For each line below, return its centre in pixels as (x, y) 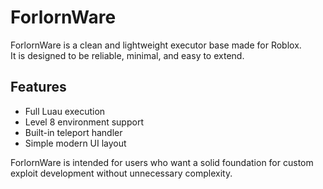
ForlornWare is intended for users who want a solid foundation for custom (162, 162)
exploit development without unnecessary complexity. (121, 173)
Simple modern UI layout (75, 143)
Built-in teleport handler (73, 132)
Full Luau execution (65, 111)
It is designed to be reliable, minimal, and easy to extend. (127, 55)
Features (38, 87)
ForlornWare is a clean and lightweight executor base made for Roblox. (156, 45)
